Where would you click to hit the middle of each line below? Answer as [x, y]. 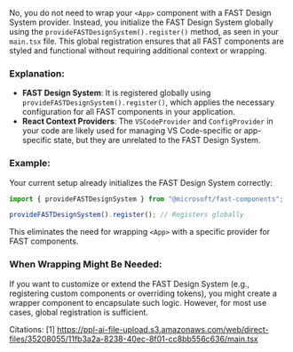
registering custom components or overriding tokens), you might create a [143, 293]
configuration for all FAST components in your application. [128, 112]
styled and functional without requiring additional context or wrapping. [138, 51]
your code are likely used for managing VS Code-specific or [132, 131]
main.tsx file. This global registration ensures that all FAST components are [146, 41]
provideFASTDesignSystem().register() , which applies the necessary [148, 102]
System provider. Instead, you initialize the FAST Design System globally [141, 22]
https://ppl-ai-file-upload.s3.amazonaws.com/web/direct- [162, 329]
